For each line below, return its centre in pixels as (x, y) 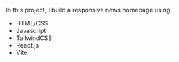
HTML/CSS (32, 23)
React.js (27, 45)
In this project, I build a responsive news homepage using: (89, 10)
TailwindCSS (34, 38)
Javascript (31, 31)
